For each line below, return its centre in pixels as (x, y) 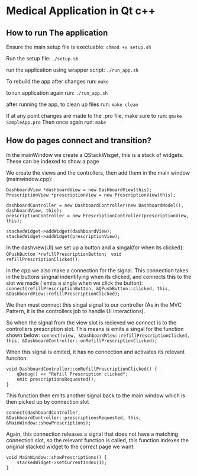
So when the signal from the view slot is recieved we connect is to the (91, 322)
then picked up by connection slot (48, 401)
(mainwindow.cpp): (30, 179)
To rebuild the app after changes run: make (57, 81)
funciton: (17, 358)
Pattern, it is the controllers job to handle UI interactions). (76, 311)
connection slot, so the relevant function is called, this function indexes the (98, 440)
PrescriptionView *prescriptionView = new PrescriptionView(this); (91, 195)
